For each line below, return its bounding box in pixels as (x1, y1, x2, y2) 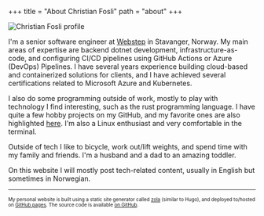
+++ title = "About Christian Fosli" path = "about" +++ (8, 7, 183, 16)
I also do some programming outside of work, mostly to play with (8, 94, 218, 103)
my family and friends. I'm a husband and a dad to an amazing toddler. (8, 150, 236, 160)
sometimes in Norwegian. (8, 174, 91, 183)
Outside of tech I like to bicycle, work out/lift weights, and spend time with (8, 142, 247, 151)
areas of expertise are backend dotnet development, (8, 45, 178, 54)
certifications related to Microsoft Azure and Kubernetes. (8, 78, 192, 88)
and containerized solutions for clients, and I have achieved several (8, 70, 226, 79)
